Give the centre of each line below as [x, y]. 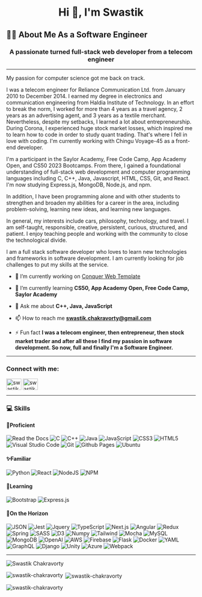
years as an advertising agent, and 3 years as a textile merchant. [86, 115]
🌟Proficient [20, 425]
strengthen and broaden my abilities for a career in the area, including [93, 203]
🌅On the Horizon [27, 513]
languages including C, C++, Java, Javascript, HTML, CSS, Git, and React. [98, 178]
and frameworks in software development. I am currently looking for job [95, 258]
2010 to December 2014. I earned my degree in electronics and [84, 96]
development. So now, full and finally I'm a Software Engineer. [94, 347]
